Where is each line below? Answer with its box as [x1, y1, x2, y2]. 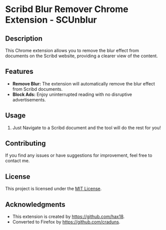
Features [5, 67, 33, 76]
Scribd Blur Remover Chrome [5, 4, 128, 15]
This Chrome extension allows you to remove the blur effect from [5, 48, 139, 53]
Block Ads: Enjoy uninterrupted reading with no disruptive [12, 91, 132, 97]
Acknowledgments [5, 200, 66, 209]
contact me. [5, 158, 30, 164]
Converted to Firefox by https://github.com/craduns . [12, 219, 120, 225]
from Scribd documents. [12, 86, 63, 92]
